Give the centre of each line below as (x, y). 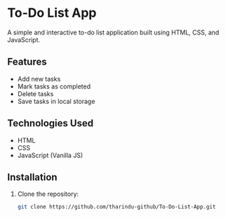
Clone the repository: (48, 194)
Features (27, 62)
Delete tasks (35, 93)
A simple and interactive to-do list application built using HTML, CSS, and (113, 32)
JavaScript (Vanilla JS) (50, 155)
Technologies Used (50, 123)
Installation (32, 177)
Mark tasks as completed (54, 86)
